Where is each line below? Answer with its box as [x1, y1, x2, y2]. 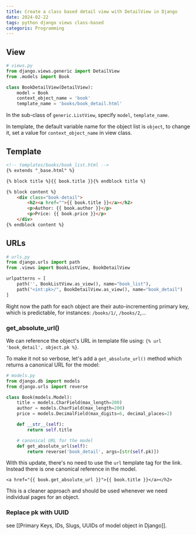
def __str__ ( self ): [16, 421, 65, 427]
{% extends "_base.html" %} [6, 167, 75, 173]
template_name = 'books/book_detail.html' [16, 101, 122, 107]
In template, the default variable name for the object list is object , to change [6, 123, 190, 130]
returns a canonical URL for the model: [6, 361, 100, 368]
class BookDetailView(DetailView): [6, 84, 94, 90]
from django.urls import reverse [6, 384, 88, 390]
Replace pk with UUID [6, 508, 69, 517]
